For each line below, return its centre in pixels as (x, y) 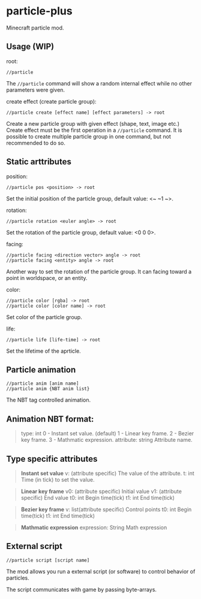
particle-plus (40, 11)
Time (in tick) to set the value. (58, 480)
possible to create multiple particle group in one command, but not (88, 136)
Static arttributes (39, 162)
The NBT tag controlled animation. (49, 400)
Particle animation (41, 369)
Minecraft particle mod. (35, 28)
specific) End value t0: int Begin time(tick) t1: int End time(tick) (98, 498)
